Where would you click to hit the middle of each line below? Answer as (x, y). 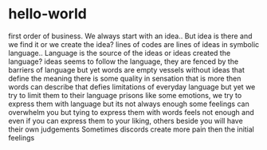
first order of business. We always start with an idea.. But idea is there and (130, 36)
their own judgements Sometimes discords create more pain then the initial (132, 129)
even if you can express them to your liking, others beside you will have (126, 120)
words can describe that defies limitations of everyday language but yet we (132, 87)
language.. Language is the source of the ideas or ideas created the (120, 53)
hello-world (48, 14)
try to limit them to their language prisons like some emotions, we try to (125, 95)
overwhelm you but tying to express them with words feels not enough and (132, 112)
